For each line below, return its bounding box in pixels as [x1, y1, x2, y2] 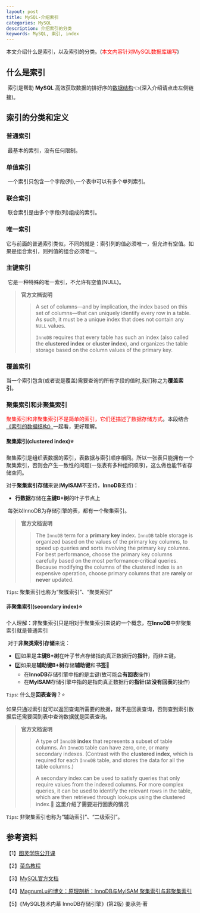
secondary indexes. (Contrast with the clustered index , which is [35, 750, 193, 757]
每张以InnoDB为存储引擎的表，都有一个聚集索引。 [7, 507, 130, 514]
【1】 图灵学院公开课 [6, 849, 55, 856]
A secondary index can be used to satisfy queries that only [35, 774, 180, 782]
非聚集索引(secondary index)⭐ [6, 603, 83, 610]
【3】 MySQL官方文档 [6, 875, 59, 882]
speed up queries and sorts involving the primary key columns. [35, 544, 190, 551]
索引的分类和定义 [6, 113, 69, 123]
